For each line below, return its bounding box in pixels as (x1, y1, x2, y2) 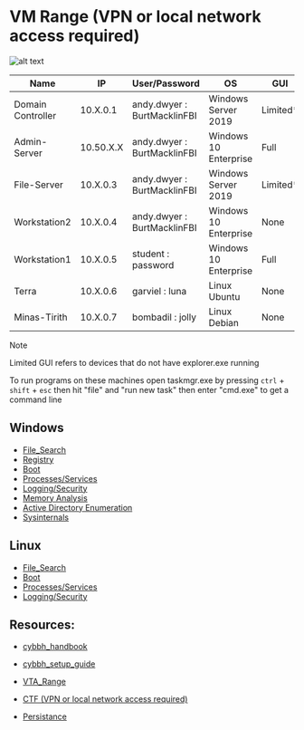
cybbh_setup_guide (22, 658, 96, 669)
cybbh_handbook (22, 641, 88, 652)
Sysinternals (22, 512, 70, 523)
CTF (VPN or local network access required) (22, 694, 188, 705)
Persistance (22, 711, 68, 722)
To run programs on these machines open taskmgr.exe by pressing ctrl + (9, 374, 285, 386)
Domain (14, 98, 47, 110)
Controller (14, 109, 57, 121)
